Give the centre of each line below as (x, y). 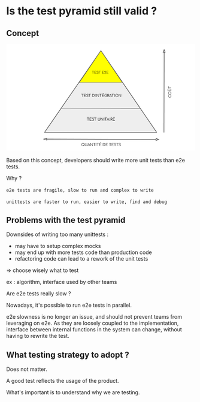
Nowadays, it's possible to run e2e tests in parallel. (69, 305)
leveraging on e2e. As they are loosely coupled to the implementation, (93, 323)
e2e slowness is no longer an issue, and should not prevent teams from (94, 317)
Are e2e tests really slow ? (39, 294)
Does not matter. (27, 369)
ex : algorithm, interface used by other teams (62, 282)
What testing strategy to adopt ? (68, 355)
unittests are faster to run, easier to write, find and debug (87, 202)
